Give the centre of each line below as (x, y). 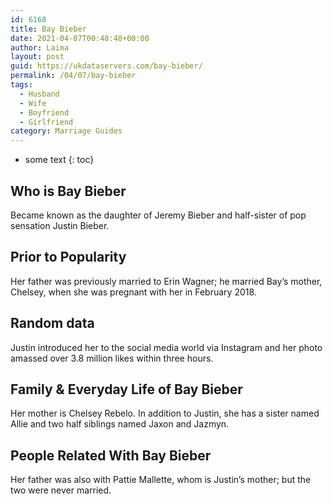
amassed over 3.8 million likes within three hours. (112, 358)
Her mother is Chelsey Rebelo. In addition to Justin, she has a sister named (165, 413)
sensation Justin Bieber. (60, 225)
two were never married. (61, 490)
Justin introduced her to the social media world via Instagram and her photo (166, 347)
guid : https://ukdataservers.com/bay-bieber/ (106, 66)
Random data (52, 323)
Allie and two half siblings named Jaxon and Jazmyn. (120, 424)
